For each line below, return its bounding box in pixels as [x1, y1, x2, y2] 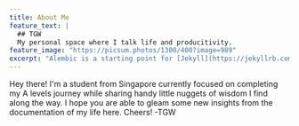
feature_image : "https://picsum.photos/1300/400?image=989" [9, 46, 238, 55]
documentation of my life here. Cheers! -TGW [9, 107, 176, 117]
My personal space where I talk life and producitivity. [17, 37, 233, 47]
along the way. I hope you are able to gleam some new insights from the [9, 98, 273, 107]
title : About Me [9, 12, 69, 22]
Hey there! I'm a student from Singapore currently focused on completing [9, 79, 279, 89]
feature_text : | [9, 21, 69, 30]
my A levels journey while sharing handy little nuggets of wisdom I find [9, 88, 269, 98]
